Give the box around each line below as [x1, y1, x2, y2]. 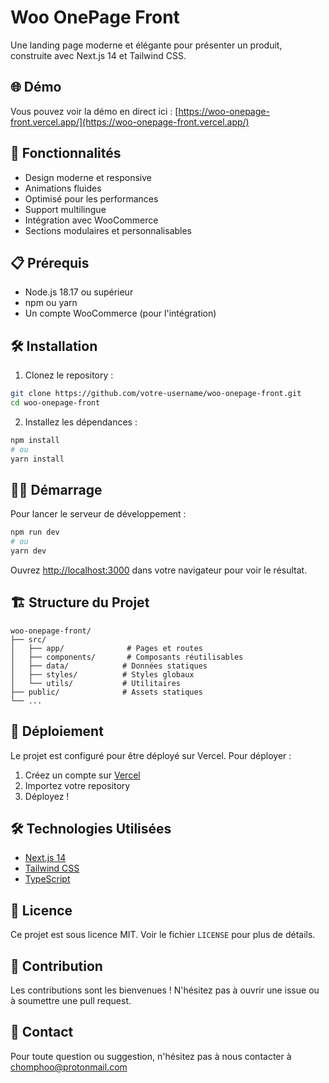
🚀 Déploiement [10, 723, 104, 740]
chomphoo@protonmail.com [10, 1061, 128, 1073]
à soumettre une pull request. [10, 995, 132, 1007]
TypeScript [24, 873, 71, 885]
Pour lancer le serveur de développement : [10, 508, 187, 520]
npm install [10, 435, 60, 445]
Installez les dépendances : [24, 416, 138, 428]
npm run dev [10, 527, 60, 538]
